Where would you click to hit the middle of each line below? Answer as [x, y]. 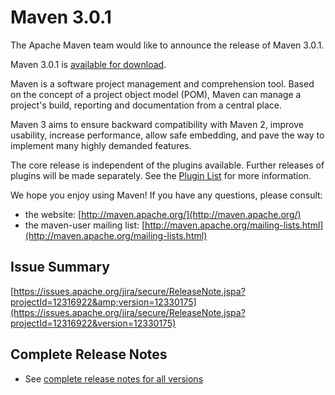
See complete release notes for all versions [114, 378]
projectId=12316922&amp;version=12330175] [103, 302]
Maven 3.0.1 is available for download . [88, 64]
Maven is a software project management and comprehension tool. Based [162, 83]
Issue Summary [60, 267]
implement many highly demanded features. [101, 145]
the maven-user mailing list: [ [85, 225]
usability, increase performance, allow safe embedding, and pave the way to [167, 135]
